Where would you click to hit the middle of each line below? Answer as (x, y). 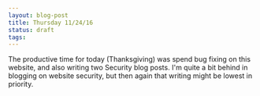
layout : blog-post (38, 15)
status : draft (32, 30)
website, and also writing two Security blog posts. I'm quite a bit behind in (128, 68)
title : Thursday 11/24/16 (50, 23)
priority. (21, 84)
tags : (17, 37)
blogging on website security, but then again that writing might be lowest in (130, 76)
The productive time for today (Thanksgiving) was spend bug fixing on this (129, 59)
